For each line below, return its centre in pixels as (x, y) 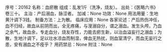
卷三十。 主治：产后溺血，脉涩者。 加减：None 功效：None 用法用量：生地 (82, 13)
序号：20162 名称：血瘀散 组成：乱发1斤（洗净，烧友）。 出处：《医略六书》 (82, 7)
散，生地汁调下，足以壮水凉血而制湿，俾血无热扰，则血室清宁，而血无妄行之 (83, 38)
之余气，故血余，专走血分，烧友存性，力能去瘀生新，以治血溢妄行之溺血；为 (83, 32)
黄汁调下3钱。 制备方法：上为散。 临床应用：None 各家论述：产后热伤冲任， (83, 20)
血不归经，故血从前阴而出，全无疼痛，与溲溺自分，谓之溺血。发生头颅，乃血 (83, 26)
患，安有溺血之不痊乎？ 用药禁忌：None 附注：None (59, 44)
